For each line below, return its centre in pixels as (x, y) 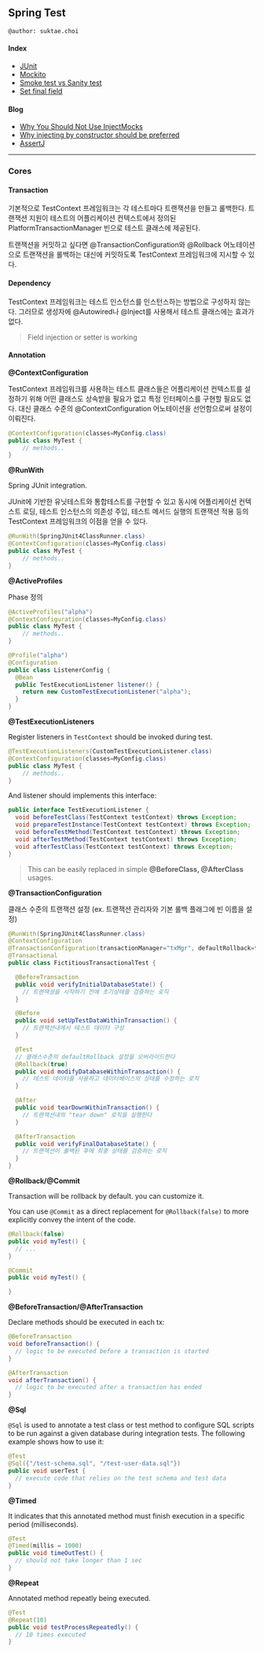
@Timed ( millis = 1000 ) (45, 1546)
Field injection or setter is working (82, 337)
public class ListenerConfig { (59, 670)
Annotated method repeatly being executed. (79, 1598)
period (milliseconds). (43, 1524)
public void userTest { (47, 1471)
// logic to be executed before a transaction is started (112, 1351)
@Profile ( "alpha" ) (38, 655)
